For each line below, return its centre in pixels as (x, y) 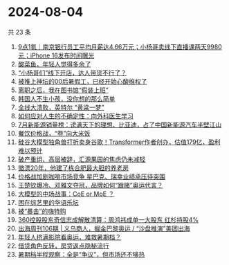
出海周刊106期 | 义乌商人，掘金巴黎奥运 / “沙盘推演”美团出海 (104, 228)
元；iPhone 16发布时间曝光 (56, 55)
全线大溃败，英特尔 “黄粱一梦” (61, 107)
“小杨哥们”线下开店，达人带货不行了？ (72, 73)
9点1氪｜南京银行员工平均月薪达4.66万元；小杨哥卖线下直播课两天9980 (120, 46)
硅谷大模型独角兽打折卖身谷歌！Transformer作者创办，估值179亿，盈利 (119, 142)
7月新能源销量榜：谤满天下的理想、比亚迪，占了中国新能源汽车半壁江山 (120, 125)
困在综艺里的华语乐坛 (48, 202)
